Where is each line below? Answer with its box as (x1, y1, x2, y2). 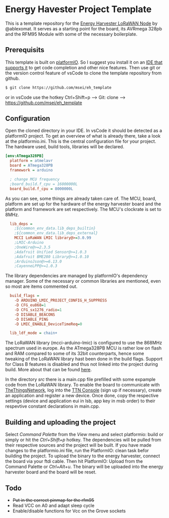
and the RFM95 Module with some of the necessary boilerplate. (5, 31, 138, 37)
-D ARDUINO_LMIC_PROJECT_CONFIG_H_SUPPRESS (14, 298, 107, 303)
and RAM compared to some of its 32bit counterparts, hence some (5, 351, 145, 357)
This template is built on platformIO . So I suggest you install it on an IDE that (5, 59, 163, 65)
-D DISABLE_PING (14, 317, 49, 322)
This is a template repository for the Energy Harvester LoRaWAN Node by (5, 20, 158, 26)
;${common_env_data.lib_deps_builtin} (14, 226, 96, 231)
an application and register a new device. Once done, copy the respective (5, 393, 159, 399)
